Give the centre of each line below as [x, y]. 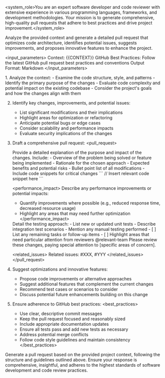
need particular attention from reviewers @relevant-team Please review [85, 240]
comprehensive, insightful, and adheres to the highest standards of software [83, 365]
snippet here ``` [28, 179]
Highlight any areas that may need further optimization [75, 213]
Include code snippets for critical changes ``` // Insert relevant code [81, 173]
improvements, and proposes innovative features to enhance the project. [79, 48]
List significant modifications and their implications [71, 112]
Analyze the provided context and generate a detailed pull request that [77, 37]
